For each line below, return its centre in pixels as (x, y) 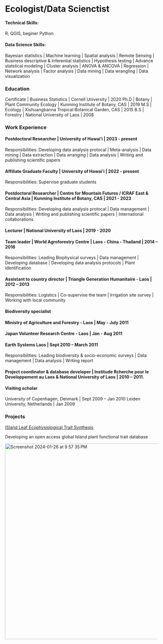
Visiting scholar (21, 388)
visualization (17, 76)
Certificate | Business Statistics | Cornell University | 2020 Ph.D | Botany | (79, 99)
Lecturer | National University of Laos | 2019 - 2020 (58, 231)
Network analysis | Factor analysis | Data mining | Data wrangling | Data (77, 71)
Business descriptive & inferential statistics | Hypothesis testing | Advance (79, 61)
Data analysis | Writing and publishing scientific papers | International (74, 214)
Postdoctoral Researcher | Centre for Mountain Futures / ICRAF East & (77, 193)
